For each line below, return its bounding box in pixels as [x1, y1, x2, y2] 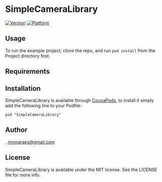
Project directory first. [5, 53, 50, 59]
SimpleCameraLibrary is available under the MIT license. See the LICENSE [5, 167, 158, 173]
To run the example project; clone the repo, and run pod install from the [5, 47, 156, 53]
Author [5, 126, 27, 134]
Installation [5, 84, 41, 92]
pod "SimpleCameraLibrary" [5, 112, 61, 117]
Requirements [5, 67, 50, 76]
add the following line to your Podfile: [5, 102, 82, 108]
